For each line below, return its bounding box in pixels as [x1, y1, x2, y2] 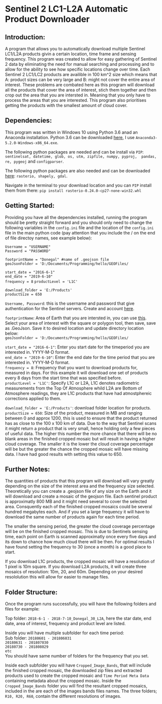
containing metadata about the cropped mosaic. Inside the [5, 678, 122, 684]
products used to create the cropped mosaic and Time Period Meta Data [5, 673, 149, 679]
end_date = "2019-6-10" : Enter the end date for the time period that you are [5, 354, 155, 360]
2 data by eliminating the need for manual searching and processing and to [5, 62, 155, 67]
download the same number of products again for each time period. [5, 514, 140, 520]
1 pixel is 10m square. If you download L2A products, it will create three [5, 563, 147, 570]
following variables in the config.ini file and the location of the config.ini [5, 224, 154, 231]
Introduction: [5, 33, 45, 41]
